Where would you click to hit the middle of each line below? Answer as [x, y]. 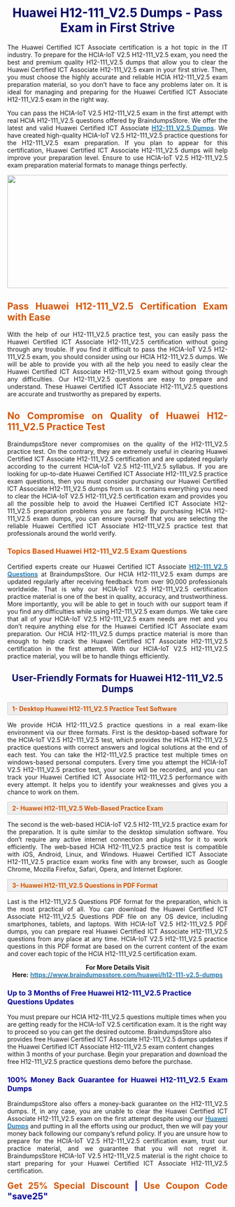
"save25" [28, 1196]
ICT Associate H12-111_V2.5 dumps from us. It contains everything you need [117, 488]
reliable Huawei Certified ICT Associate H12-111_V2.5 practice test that [117, 526]
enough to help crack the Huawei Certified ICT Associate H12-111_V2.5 [117, 641]
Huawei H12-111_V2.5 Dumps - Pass [117, 13]
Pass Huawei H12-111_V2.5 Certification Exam [117, 306]
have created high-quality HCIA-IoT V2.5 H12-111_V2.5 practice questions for [117, 135]
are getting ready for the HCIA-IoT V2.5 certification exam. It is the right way [117, 1024]
